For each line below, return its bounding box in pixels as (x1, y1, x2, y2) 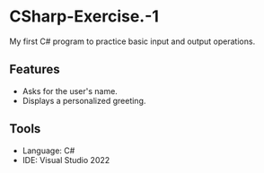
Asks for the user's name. (22, 85, 119, 96)
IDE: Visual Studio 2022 (22, 154, 110, 165)
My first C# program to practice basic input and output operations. (9, 36, 256, 47)
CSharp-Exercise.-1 (9, 6, 160, 27)
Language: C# (22, 145, 75, 156)
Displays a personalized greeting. (22, 95, 146, 106)
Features (9, 62, 60, 77)
